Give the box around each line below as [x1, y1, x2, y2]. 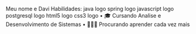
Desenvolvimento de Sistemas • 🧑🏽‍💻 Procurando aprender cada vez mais [5, 21, 191, 28]
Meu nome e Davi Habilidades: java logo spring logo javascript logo [5, 5, 174, 12]
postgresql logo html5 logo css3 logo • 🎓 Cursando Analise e [5, 12, 161, 19]
